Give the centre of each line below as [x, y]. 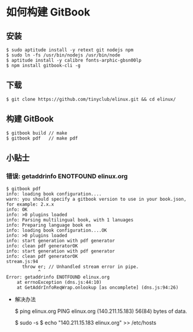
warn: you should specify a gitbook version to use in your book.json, [96, 200]
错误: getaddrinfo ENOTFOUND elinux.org [67, 176]
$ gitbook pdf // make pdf [42, 138]
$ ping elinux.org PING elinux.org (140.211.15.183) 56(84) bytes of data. [101, 311]
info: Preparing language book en [49, 225]
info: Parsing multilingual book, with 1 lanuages [70, 220]
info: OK [17, 210]
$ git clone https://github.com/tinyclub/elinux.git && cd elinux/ [91, 99]
